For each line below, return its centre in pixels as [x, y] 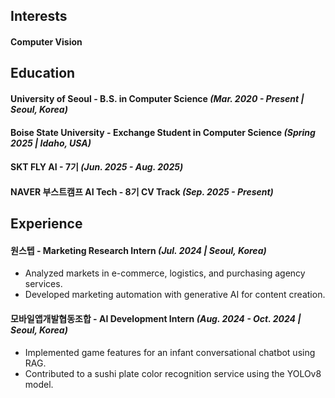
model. [39, 384]
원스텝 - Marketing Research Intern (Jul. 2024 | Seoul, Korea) [138, 250]
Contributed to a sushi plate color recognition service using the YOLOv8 [173, 373]
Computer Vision [46, 41]
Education [43, 73]
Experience [46, 224]
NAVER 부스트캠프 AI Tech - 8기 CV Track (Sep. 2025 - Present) [142, 191]
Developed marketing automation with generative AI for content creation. [175, 295]
